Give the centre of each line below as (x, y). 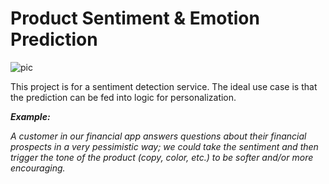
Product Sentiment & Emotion (135, 18)
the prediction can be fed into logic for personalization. (123, 97)
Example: (30, 116)
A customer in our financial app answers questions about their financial (158, 136)
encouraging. (38, 168)
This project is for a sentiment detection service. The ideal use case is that (164, 86)
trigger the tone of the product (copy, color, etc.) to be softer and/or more (162, 157)
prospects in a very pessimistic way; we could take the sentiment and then (164, 146)
